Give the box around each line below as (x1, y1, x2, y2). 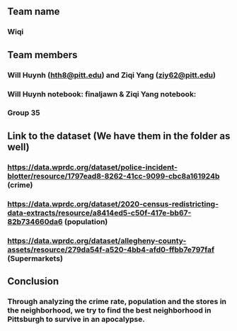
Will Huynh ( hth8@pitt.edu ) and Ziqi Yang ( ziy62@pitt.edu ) (7, 70, 216, 80)
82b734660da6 (7, 216, 63, 226)
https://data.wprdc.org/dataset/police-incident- (7, 162, 178, 172)
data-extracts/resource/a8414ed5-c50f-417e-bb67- (7, 208, 192, 218)
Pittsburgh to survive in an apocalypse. (7, 314, 145, 324)
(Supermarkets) (7, 253, 64, 263)
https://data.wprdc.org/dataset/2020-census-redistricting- (7, 198, 219, 208)
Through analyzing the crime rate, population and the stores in (7, 296, 227, 306)
